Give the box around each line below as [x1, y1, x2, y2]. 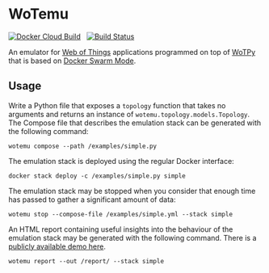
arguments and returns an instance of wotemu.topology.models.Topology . [8, 109, 250, 119]
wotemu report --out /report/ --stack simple [8, 257, 164, 265]
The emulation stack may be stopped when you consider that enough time [8, 186, 256, 195]
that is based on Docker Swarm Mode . [8, 56, 137, 65]
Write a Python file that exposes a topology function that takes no [8, 100, 226, 110]
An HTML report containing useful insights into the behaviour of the [8, 224, 233, 234]
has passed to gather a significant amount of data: [8, 195, 176, 204]
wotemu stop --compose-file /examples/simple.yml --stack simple [8, 210, 233, 218]
